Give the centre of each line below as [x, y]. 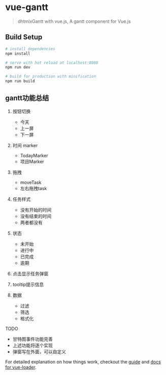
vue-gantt [27, 7]
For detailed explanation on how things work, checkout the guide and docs [83, 362]
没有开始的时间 [36, 210]
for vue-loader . [21, 367]
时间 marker [25, 145]
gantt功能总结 [27, 98]
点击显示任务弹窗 [30, 273]
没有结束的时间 [36, 216]
